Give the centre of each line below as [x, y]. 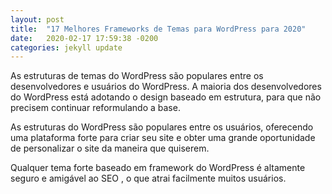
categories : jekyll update [66, 47]
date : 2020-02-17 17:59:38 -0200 [84, 38]
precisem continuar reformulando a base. [95, 108]
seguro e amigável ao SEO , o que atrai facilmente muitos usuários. [148, 178]
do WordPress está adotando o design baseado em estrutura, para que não [166, 97]
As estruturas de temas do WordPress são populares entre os [137, 76]
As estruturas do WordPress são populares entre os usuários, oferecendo [162, 127]
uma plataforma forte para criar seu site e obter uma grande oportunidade [163, 138]
